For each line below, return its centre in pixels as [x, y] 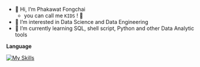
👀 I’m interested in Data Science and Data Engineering [81, 22]
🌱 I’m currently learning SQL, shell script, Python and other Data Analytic [104, 28]
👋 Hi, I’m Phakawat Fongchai [50, 9]
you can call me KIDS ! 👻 [53, 16]
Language [19, 46]
